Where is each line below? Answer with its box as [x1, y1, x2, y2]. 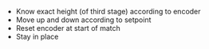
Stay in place [15, 32, 59, 41]
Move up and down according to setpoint [15, 15, 152, 24]
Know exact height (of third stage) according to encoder [15, 7, 201, 16]
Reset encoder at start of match [15, 24, 121, 32]
